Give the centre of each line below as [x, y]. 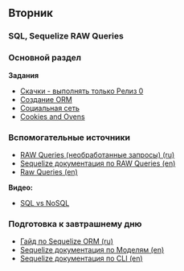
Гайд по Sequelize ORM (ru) [67, 241]
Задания [24, 75]
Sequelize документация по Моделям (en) [92, 250]
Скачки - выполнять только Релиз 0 [82, 91]
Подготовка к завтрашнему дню [75, 224]
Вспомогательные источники [70, 138]
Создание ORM [46, 99]
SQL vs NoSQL [45, 203]
